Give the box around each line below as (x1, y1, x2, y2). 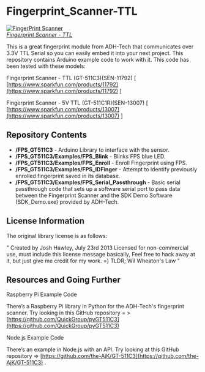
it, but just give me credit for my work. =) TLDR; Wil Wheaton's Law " (6, 257, 181, 264)
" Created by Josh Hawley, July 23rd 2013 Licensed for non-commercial (6, 244, 188, 251)
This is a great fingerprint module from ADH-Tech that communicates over (6, 43, 194, 50)
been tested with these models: (6, 62, 86, 70)
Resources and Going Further (6, 274, 121, 285)
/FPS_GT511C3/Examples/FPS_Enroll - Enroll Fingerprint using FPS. (15, 159, 188, 166)
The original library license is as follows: (6, 232, 108, 239)
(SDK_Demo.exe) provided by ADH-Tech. (15, 198, 119, 206)
